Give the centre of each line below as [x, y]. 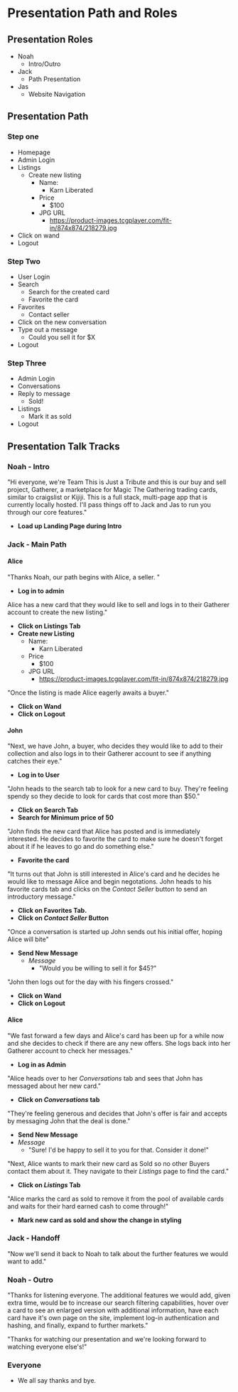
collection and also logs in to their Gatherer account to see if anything [109, 754]
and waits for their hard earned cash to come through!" [88, 1206]
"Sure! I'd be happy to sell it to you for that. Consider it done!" [119, 1150]
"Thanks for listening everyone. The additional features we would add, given [119, 1295]
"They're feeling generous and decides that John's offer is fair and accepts [117, 1113]
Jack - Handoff [34, 1238]
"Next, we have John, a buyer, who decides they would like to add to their [115, 746]
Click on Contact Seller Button [63, 918]
